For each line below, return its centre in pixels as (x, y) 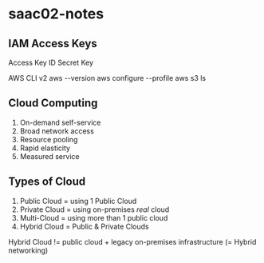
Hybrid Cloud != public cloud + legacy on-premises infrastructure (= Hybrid (132, 241)
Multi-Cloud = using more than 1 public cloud (94, 217)
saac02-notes (56, 14)
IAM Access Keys (53, 44)
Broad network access (57, 131)
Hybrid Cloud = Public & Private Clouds (84, 226)
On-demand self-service (60, 122)
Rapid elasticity (45, 148)
